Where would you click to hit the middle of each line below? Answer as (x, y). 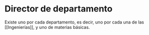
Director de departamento (59, 9)
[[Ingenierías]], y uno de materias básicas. (47, 27)
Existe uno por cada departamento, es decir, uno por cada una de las (74, 22)
